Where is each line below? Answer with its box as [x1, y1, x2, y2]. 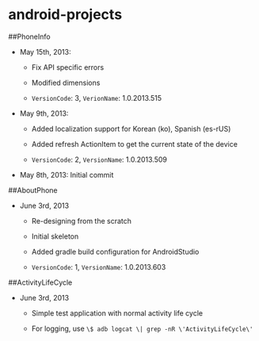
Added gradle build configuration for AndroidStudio [31, 247, 200, 256]
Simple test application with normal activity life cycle [31, 308, 204, 318]
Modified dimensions [31, 78, 101, 87]
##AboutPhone [8, 185, 58, 195]
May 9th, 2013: [19, 109, 69, 118]
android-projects [8, 6, 123, 24]
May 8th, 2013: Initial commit [19, 170, 114, 179]
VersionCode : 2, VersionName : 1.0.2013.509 [31, 155, 168, 164]
